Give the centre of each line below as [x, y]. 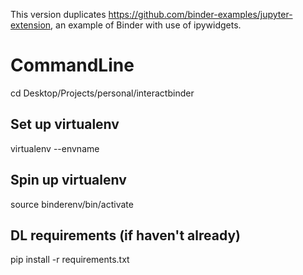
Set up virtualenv [65, 124]
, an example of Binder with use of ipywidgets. [146, 25]
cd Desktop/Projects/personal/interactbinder [102, 93]
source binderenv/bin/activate [72, 204]
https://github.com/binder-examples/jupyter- [200, 14]
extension [31, 25]
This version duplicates [58, 14]
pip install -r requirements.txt [70, 260]
